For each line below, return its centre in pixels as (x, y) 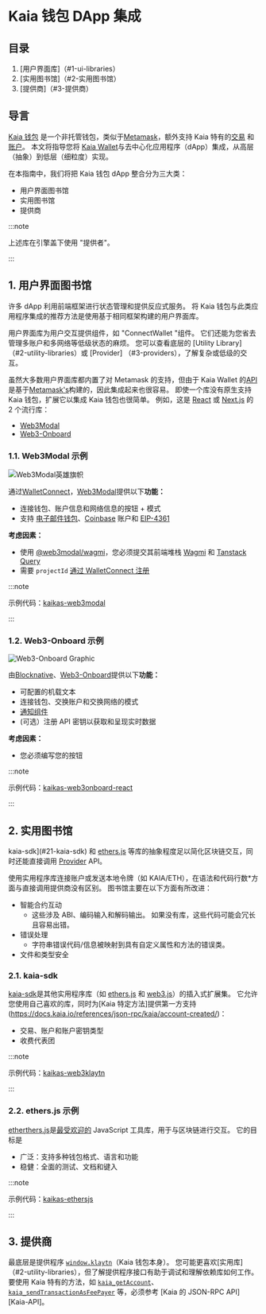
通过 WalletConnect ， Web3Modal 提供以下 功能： (87, 491)
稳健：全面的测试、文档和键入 (68, 1166)
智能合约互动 (40, 905)
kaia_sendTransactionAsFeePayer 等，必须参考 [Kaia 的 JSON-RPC (116, 1292)
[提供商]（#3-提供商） (56, 89)
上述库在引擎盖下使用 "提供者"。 (61, 242)
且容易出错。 (52, 925)
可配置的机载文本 (48, 692)
